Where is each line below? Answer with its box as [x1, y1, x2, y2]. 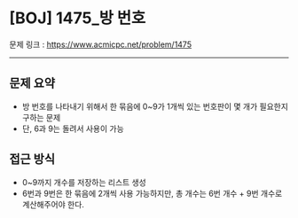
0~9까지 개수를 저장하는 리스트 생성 [21, 176, 146, 187]
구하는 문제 [21, 112, 61, 122]
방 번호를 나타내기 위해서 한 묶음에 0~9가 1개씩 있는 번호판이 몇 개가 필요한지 [21, 101, 288, 112]
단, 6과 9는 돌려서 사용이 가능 [21, 123, 124, 134]
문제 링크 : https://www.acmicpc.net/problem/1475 [9, 39, 192, 50]
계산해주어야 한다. [21, 199, 84, 209]
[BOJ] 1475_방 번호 [9, 8, 146, 28]
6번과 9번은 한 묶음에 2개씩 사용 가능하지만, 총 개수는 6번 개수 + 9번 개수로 [21, 188, 283, 199]
